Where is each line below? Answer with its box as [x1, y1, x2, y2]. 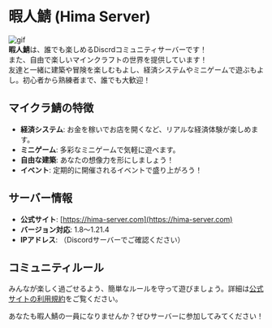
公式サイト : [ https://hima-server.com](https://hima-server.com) [19, 214, 233, 224]
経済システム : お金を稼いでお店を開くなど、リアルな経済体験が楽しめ [19, 124, 252, 134]
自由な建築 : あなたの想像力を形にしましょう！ [19, 155, 175, 164]
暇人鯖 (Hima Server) [8, 7, 151, 26]
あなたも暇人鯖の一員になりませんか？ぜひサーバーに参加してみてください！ [8, 311, 264, 321]
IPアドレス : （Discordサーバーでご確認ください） [19, 234, 185, 244]
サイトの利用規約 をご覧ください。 [8, 294, 123, 304]
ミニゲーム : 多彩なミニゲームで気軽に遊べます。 [19, 144, 180, 155]
